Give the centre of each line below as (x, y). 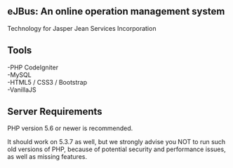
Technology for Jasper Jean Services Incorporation (82, 28)
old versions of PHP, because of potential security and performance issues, (116, 149)
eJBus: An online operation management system (116, 12)
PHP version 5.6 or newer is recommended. (70, 128)
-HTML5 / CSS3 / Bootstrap (47, 82)
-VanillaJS (22, 90)
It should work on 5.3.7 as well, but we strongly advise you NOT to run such (116, 142)
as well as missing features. (47, 157)
